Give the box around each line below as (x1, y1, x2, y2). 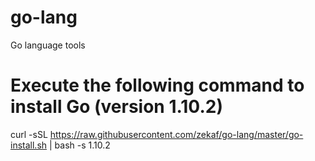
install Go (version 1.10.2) (10, 96, 223, 118)
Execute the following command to (10, 74, 305, 97)
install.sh (10, 139, 48, 151)
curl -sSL (10, 128, 48, 140)
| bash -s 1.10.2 (48, 139, 111, 151)
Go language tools (10, 39, 86, 51)
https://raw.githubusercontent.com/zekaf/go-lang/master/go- (49, 128, 304, 140)
